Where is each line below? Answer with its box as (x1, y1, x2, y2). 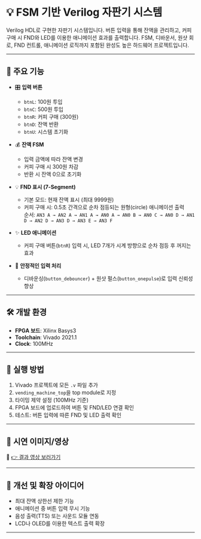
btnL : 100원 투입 (23, 98, 63, 105)
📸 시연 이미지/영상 (6, 436, 69, 447)
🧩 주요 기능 (6, 67, 45, 77)
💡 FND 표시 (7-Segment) (14, 183, 76, 190)
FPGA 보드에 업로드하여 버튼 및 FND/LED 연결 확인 (14, 404, 135, 411)
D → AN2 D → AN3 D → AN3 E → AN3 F (23, 217, 112, 224)
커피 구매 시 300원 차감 (23, 163, 79, 170)
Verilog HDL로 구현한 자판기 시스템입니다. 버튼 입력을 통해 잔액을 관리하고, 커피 (6, 26, 192, 34)
